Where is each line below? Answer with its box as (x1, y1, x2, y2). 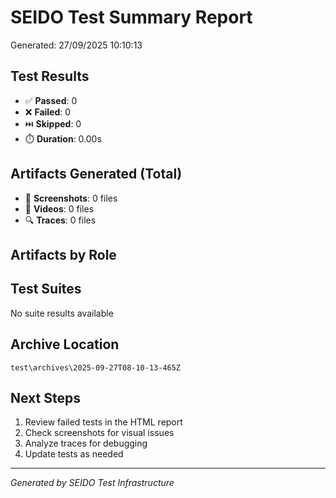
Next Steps (10, 389, 81, 406)
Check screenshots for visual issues (24, 427, 175, 439)
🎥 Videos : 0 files (24, 202, 95, 215)
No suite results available (10, 307, 114, 319)
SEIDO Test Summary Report (10, 6, 253, 29)
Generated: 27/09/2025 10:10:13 (10, 39, 143, 51)
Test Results (10, 68, 90, 85)
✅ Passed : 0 (24, 94, 78, 106)
